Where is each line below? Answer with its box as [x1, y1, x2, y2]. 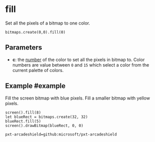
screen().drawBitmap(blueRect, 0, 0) [5, 123, 84, 128]
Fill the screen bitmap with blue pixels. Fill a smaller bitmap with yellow [5, 95, 151, 101]
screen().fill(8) [5, 110, 41, 115]
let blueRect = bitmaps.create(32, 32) [5, 114, 88, 119]
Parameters [5, 43, 42, 52]
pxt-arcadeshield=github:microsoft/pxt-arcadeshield [5, 131, 117, 137]
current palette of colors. [12, 67, 64, 73]
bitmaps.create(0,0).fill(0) [5, 29, 66, 34]
